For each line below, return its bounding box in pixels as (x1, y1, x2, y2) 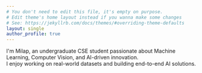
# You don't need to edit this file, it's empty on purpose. (6, 8, 163, 15)
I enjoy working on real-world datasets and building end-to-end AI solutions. (6, 60, 196, 68)
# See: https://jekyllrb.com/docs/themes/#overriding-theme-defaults (6, 20, 185, 26)
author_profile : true (6, 31, 61, 37)
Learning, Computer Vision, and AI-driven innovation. (6, 54, 139, 61)
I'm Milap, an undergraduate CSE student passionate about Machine (6, 47, 176, 54)
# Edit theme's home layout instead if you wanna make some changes (6, 14, 182, 20)
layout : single (6, 25, 45, 32)
